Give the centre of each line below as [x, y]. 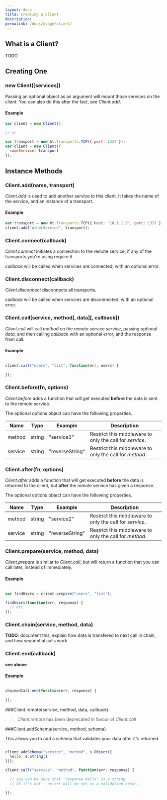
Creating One [26, 71]
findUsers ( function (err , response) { [44, 602]
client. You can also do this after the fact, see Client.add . [63, 101]
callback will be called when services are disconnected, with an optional [79, 300]
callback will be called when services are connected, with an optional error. [83, 266]
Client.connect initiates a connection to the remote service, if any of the [79, 251]
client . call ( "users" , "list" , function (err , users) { [62, 365]
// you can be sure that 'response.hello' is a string [68, 779]
